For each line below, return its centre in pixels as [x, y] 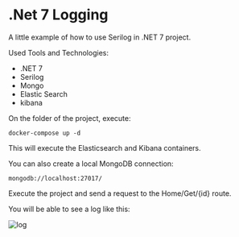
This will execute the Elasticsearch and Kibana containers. [105, 148]
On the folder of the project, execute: [70, 118]
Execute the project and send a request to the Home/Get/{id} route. [120, 193]
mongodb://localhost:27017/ [56, 178]
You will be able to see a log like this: [69, 209]
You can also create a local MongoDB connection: [91, 164]
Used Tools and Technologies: [58, 52]
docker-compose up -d [45, 133]
